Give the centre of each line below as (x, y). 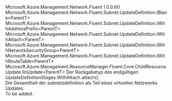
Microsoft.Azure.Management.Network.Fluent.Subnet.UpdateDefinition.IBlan (86, 12)
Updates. (15, 88)
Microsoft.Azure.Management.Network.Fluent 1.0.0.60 (63, 7)
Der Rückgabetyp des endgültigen (102, 72)
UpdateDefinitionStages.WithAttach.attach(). (53, 77)
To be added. (19, 94)
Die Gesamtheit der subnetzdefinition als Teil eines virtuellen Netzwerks (81, 83)
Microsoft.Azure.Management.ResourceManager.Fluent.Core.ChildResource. (86, 67)
